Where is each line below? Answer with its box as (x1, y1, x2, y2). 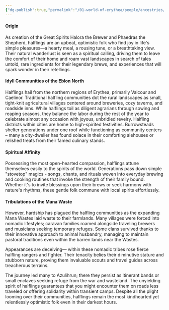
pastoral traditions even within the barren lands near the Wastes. (5, 237, 139, 243)
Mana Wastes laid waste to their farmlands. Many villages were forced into (5, 215, 159, 221)
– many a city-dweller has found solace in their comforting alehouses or (5, 132, 154, 138)
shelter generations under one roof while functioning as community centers (5, 127, 162, 133)
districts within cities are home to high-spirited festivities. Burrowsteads (5, 122, 154, 128)
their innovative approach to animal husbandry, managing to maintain (5, 231, 149, 237)
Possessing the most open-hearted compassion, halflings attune (5, 160, 139, 167)
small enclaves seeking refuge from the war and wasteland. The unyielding (5, 278, 161, 284)
